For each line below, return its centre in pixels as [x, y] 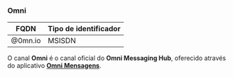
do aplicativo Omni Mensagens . [54, 66]
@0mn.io [26, 41]
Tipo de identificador [84, 29]
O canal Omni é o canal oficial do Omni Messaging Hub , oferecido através [116, 58]
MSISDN [62, 41]
